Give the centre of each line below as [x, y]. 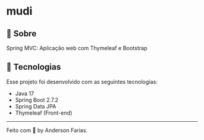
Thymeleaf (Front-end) [44, 113]
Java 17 [25, 93]
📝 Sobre [22, 34]
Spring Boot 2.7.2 [37, 100]
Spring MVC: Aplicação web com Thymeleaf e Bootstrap [77, 48]
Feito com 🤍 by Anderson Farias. [47, 130]
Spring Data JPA [36, 106]
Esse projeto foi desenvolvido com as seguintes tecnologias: [82, 82]
